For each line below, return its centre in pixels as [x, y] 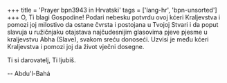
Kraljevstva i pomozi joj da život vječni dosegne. [76, 47]
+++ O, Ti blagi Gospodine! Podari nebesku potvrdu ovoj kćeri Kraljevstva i [113, 17]
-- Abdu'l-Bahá [29, 73]
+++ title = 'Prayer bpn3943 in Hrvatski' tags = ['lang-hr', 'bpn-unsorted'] [112, 10]
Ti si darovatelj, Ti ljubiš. [42, 60]
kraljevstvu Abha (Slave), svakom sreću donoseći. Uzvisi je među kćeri [108, 39]
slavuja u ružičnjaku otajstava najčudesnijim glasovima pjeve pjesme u [107, 32]
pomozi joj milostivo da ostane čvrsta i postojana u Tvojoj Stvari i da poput [113, 25]
